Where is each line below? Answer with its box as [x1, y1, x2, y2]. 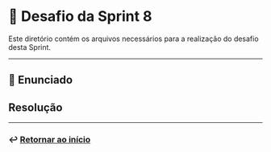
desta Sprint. [8, 42, 51, 51]
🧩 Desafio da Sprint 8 [8, 7, 152, 26]
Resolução [8, 101, 63, 114]
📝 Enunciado [8, 73, 73, 87]
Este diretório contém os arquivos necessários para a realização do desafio [8, 34, 260, 43]
